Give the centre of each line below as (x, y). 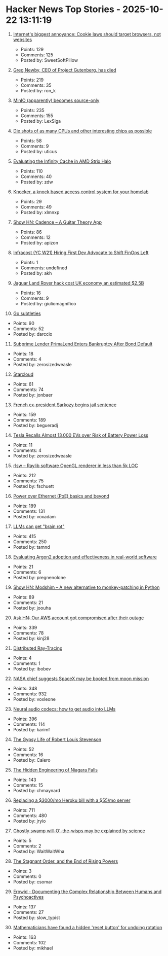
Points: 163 (25, 937)
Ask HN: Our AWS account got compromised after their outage (78, 618)
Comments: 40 (36, 176)
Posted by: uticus (39, 151)
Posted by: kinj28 (31, 638)
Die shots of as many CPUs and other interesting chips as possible (82, 131)
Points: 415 (25, 536)
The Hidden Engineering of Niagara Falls (55, 770)
